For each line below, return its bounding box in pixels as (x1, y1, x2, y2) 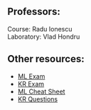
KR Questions (17, 94, 58, 103)
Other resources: (7, 53, 85, 65)
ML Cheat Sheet (17, 87, 65, 96)
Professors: (7, 6, 60, 18)
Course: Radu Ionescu (7, 24, 73, 33)
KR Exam (17, 79, 45, 88)
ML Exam (17, 71, 45, 81)
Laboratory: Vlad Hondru (7, 32, 80, 41)
